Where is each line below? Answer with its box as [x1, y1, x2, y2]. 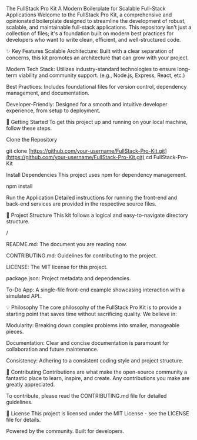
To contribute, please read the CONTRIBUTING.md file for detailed [6, 392, 167, 399]
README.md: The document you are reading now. [6, 241, 128, 247]
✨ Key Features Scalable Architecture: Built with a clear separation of [6, 48, 174, 55]
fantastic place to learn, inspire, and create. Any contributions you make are [6, 375, 190, 381]
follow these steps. [6, 125, 52, 132]
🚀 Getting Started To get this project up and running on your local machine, [6, 119, 188, 125]
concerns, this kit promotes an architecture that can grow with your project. [6, 54, 189, 61]
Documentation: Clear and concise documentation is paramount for [6, 340, 169, 346]
